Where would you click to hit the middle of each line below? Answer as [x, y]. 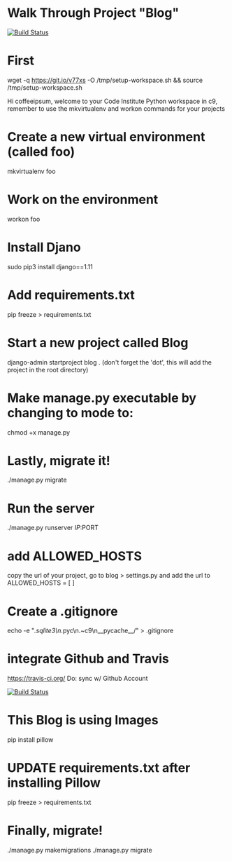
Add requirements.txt [71, 295]
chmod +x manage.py [39, 432]
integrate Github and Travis [88, 659]
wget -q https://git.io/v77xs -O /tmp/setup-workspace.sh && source [105, 80]
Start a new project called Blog [98, 343]
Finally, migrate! [55, 831]
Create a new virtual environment [106, 137]
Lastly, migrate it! [59, 460]
